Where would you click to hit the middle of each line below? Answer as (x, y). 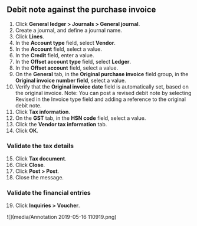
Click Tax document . (41, 159)
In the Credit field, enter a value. (55, 55)
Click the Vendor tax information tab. (61, 124)
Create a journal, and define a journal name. (69, 30)
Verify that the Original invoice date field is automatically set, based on (102, 86)
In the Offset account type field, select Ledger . (73, 61)
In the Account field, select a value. (59, 49)
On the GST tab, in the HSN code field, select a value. (81, 118)
